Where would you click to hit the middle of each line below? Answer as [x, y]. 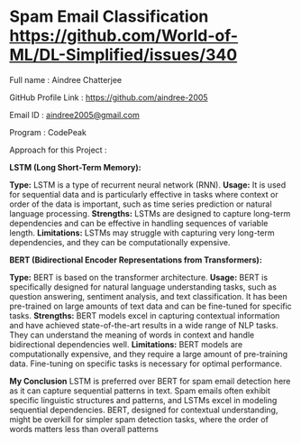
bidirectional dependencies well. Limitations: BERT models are [126, 344]
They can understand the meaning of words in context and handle [132, 335]
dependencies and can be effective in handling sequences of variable [139, 223]
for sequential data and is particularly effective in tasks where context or [144, 194]
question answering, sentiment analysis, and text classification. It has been [149, 296]
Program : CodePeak [48, 132]
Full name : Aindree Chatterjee [66, 79]
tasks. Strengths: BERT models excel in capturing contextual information [145, 315]
